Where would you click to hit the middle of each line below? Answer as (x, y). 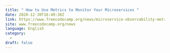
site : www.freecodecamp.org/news (40, 24)
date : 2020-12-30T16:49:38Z (35, 15)
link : (11, 19)
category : (16, 33)
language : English (25, 29)
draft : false (19, 43)
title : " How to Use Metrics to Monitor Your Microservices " (72, 10)
